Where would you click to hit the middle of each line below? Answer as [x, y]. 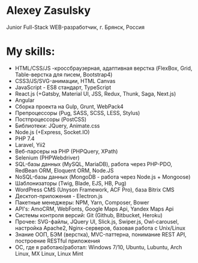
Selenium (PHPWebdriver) [47, 158]
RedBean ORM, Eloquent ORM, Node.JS [64, 170]
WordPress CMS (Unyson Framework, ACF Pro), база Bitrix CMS [95, 190]
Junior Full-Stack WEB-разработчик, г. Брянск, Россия [76, 27]
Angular [25, 100]
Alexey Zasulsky [49, 11]
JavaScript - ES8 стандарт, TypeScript [63, 87]
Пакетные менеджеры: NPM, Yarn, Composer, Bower [82, 202]
